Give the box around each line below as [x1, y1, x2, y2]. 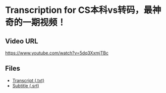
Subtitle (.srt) [12, 83, 40, 89]
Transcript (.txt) [12, 77, 45, 83]
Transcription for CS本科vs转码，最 [5, 4, 153, 16]
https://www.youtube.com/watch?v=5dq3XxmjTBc [5, 50, 109, 56]
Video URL [5, 37, 39, 45]
